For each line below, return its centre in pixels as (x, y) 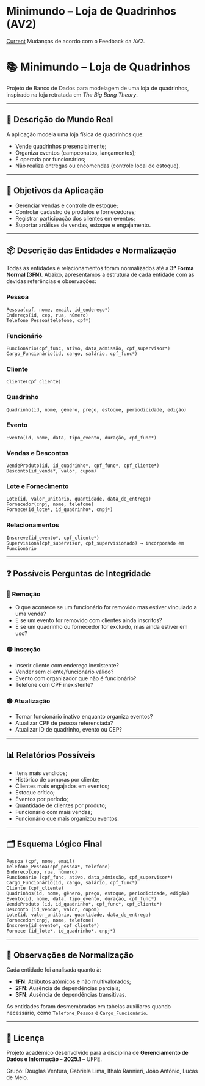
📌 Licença (25, 1038)
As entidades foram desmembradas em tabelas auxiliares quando (89, 1007)
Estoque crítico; (35, 792)
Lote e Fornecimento (38, 486)
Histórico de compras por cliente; (57, 779)
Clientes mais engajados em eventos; (62, 786)
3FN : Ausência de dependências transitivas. (71, 995)
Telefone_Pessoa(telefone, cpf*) (49, 320)
